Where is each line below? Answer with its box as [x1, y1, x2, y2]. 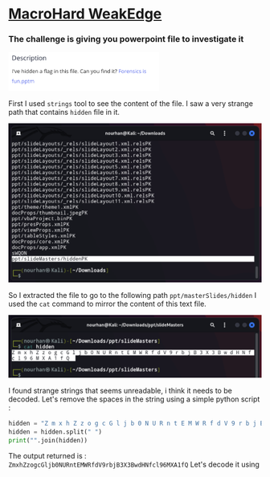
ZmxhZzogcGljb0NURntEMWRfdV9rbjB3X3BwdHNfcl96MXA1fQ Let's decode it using [8, 459, 260, 470]
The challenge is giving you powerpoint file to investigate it [8, 34, 244, 45]
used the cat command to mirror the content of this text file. [8, 299, 207, 308]
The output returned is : [8, 451, 87, 461]
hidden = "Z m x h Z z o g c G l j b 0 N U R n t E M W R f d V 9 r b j [8, 419, 257, 428]
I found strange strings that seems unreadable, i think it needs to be [8, 386, 233, 396]
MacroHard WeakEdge [8, 5, 162, 23]
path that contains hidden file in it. [8, 108, 121, 117]
